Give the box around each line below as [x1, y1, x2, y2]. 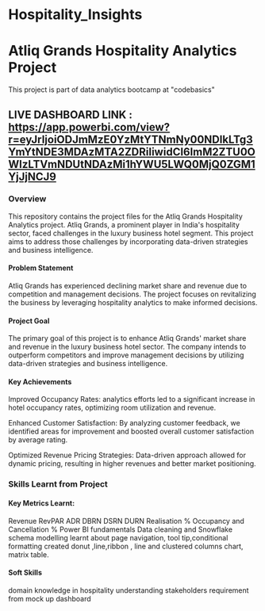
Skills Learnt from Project [8, 479, 109, 490]
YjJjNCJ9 [8, 170, 57, 183]
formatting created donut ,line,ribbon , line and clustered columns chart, [8, 541, 244, 551]
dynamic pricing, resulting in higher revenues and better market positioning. [8, 459, 256, 468]
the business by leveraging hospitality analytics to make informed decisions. [8, 298, 258, 307]
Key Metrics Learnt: [8, 498, 75, 508]
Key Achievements [8, 376, 72, 386]
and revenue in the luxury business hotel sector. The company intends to [8, 342, 247, 352]
